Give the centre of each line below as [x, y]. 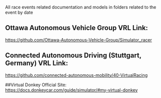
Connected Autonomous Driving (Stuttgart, [73, 56]
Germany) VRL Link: [37, 63]
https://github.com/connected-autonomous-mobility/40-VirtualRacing [76, 75]
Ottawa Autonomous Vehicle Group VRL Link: [77, 28]
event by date [19, 12]
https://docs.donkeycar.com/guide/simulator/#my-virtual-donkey [71, 90]
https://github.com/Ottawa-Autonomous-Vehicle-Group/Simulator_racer [79, 40]
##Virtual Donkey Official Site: [36, 85]
